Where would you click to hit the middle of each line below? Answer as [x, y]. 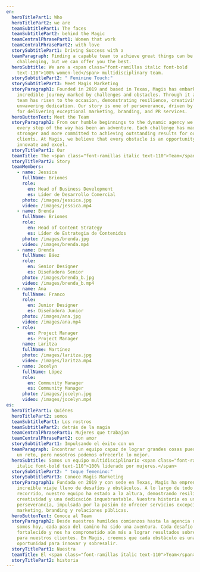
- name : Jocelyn [37, 366]
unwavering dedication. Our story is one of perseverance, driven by [105, 106]
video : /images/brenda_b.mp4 [58, 283]
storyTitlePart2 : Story [41, 161]
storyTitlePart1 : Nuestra [44, 549]
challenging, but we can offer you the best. [74, 61]
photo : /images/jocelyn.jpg [57, 394]
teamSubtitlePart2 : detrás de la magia [61, 427]
